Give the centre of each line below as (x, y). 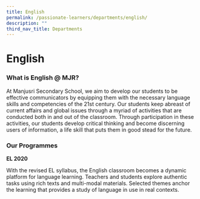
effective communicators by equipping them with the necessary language (98, 97)
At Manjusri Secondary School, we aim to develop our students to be (92, 91)
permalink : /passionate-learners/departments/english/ (77, 18)
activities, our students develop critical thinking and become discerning (95, 123)
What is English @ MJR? (43, 78)
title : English (25, 12)
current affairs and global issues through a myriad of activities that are (94, 110)
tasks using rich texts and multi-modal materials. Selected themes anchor (98, 183)
